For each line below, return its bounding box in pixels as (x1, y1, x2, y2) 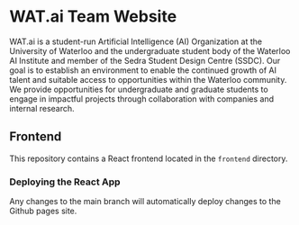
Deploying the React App (9, 175, 121, 188)
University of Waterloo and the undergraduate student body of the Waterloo (9, 45, 291, 56)
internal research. (9, 103, 75, 113)
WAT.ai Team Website (9, 6, 177, 27)
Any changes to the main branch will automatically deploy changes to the (9, 196, 281, 207)
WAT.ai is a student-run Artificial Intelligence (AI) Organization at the (9, 36, 263, 47)
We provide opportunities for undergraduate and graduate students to (9, 84, 268, 94)
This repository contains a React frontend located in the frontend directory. (9, 153, 288, 164)
